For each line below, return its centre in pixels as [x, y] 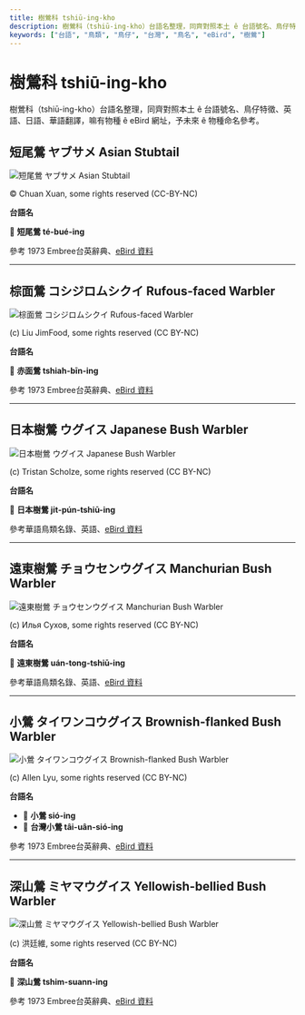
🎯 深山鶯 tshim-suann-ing [59, 982]
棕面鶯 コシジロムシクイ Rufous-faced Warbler [143, 291]
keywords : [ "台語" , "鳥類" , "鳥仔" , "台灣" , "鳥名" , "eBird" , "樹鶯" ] [138, 34]
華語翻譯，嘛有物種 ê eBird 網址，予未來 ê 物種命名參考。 [157, 121]
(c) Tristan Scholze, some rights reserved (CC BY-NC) [110, 471]
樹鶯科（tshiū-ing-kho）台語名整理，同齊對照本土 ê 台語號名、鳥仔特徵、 [147, 109]
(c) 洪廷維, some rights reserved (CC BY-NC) [93, 943]
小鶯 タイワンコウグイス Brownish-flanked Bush [145, 721]
